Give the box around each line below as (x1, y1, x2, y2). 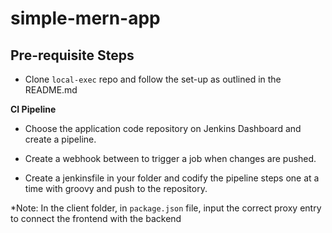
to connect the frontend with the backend (10, 213, 182, 224)
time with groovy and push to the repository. (24, 183, 208, 194)
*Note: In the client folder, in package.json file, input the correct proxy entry (10, 202, 322, 214)
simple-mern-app (10, 7, 161, 30)
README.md (24, 84, 78, 96)
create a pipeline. (24, 133, 97, 145)
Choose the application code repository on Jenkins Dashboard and (24, 123, 302, 134)
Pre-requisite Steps (10, 47, 135, 64)
